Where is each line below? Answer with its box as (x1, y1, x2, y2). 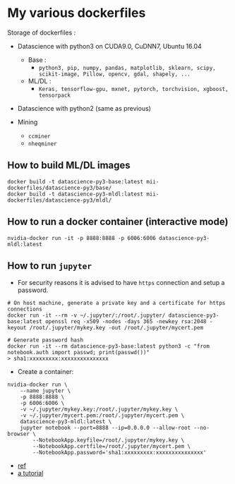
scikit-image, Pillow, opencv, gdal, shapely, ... (38, 71, 191, 78)
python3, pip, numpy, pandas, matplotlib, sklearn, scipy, (38, 64, 217, 71)
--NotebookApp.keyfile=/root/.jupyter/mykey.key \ (32, 437, 185, 444)
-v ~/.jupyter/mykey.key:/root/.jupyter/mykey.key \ (20, 406, 179, 413)
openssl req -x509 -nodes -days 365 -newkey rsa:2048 (44, 318, 207, 325)
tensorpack (38, 92, 71, 99)
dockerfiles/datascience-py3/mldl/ (7, 196, 112, 204)
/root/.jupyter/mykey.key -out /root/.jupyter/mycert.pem (29, 325, 203, 332)
